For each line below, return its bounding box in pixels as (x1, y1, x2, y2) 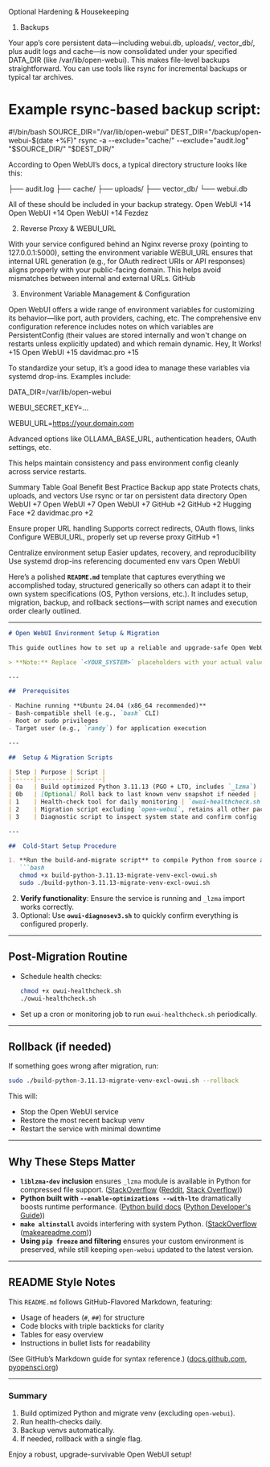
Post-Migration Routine (8, 950, 128, 964)
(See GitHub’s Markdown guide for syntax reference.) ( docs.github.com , (8, 1353, 247, 1363)
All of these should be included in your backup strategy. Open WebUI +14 (8, 199, 252, 209)
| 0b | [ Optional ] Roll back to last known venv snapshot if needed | (8, 791, 257, 799)
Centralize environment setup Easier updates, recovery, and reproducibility (8, 548, 257, 557)
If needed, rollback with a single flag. (19, 1434, 143, 1444)
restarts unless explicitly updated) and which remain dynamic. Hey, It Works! (8, 338, 262, 349)
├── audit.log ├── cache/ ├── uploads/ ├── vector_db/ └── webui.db (8, 184, 247, 193)
